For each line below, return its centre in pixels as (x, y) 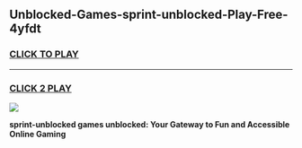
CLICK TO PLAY (44, 55)
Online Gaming (38, 134)
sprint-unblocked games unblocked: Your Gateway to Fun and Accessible (150, 124)
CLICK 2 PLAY (40, 88)
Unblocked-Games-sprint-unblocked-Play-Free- (149, 15)
